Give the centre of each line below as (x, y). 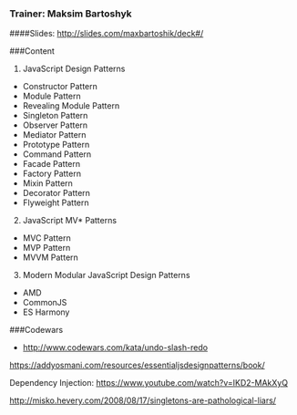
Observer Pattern (55, 125)
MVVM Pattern (51, 257)
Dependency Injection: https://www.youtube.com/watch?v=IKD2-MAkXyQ (149, 383)
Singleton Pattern (55, 116)
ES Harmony (46, 312)
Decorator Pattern (56, 193)
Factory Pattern (52, 174)
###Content (32, 51)
